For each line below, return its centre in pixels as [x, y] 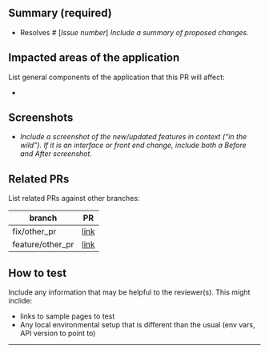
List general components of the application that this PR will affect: [117, 77]
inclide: [20, 301]
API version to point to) [58, 333]
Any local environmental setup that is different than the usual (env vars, [137, 325]
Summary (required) [60, 13]
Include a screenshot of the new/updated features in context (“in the [133, 137]
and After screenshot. [56, 154]
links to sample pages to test [67, 316]
